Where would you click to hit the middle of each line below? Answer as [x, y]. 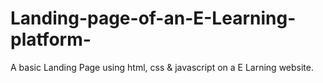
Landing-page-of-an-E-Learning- [153, 18]
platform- [51, 39]
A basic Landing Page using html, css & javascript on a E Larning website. [162, 67]
